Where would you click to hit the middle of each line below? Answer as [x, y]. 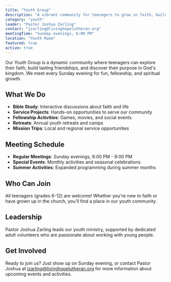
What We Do [25, 95]
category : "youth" [25, 19]
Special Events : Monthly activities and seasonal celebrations [77, 162]
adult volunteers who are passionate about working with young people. [80, 235]
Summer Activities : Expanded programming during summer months [84, 167]
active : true [19, 48]
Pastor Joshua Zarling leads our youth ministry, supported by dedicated [81, 229]
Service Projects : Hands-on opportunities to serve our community [82, 112]
